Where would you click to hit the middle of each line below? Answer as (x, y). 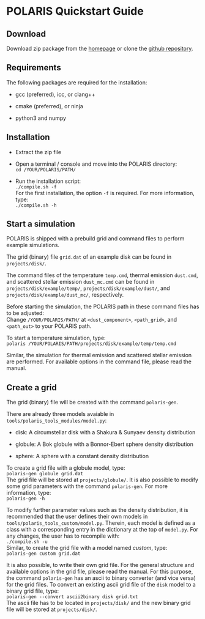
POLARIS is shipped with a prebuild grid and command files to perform (95, 239)
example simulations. (33, 245)
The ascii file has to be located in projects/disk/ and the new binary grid (99, 603)
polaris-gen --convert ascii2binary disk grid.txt (72, 597)
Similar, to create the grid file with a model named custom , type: (87, 548)
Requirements (34, 68)
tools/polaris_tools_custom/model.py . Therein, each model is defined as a (101, 523)
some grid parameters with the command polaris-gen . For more (87, 486)
